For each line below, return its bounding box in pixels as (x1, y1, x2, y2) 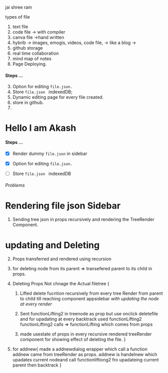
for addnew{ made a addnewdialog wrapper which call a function (12, 346, 148, 352)
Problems (5, 182, 25, 189)
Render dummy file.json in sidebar (12, 150, 88, 156)
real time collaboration (12, 50, 59, 56)
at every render (20, 301, 52, 307)
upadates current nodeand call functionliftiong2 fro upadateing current (12, 357, 159, 363)
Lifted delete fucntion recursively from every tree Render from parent (20, 290, 163, 296)
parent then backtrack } (12, 362, 62, 368)
